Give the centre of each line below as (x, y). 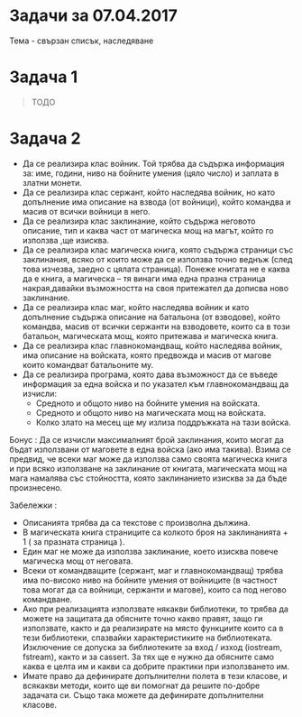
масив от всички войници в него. (86, 211)
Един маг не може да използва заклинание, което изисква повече (150, 551)
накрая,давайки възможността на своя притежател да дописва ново (156, 288)
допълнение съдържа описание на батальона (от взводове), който (151, 317)
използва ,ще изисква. (66, 240)
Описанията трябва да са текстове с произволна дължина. (136, 522)
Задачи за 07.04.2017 (94, 16)
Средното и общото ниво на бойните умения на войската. (148, 403)
